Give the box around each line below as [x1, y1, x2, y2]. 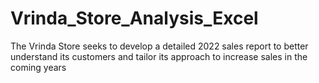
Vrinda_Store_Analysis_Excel [10, 7, 259, 30]
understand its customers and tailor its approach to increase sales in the [10, 50, 308, 62]
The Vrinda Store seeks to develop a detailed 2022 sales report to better [10, 40, 309, 52]
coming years [10, 61, 67, 73]
